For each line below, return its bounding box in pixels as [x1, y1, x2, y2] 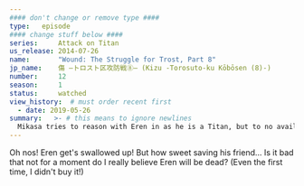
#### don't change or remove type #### [9, 13, 160, 23]
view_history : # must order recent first [9, 97, 172, 107]
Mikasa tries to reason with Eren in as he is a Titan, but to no [17, 123, 273, 132]
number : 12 [9, 72, 67, 81]
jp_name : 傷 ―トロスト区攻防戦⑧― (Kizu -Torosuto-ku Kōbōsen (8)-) [9, 64, 271, 73]
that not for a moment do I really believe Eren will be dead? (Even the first [9, 157, 283, 167]
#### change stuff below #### [9, 30, 124, 39]
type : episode [9, 22, 71, 31]
